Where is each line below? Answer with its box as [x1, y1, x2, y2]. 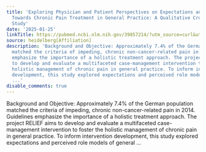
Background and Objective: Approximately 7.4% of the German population [6, 100, 194, 107]
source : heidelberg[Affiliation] [6, 37, 92, 44]
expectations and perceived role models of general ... [6, 139, 142, 146]
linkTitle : [6, 32, 34, 38]
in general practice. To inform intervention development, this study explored [6, 132, 198, 140]
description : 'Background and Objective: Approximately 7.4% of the [6, 44, 185, 50]
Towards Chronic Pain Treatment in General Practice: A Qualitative [12, 15, 191, 21]
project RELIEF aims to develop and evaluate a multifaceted [6, 120, 156, 126]
